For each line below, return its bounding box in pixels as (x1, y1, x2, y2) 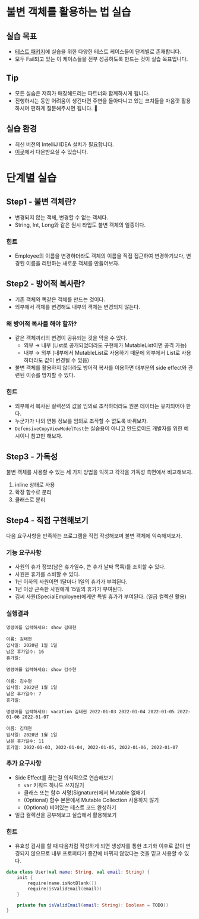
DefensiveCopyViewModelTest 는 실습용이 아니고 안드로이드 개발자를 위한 (14, 425, 183, 432)
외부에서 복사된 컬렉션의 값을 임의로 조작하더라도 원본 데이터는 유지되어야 (14, 403, 185, 410)
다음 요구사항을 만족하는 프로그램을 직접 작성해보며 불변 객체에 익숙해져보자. (6, 532, 182, 539)
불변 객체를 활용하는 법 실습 (6, 5, 131, 19)
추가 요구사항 (6, 759, 42, 768)
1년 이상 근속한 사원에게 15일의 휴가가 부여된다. (14, 586, 124, 593)
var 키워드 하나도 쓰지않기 (23, 781, 84, 788)
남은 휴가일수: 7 (6, 691, 42, 697)
